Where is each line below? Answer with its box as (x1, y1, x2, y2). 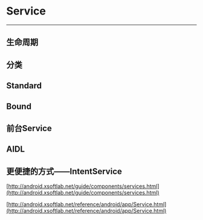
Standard (6, 80, 42, 91)
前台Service (6, 123, 53, 134)
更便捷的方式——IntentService (6, 166, 123, 176)
